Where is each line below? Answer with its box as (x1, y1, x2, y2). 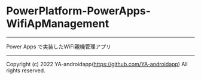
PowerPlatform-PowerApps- (6, 4, 151, 18)
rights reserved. (6, 67, 46, 74)
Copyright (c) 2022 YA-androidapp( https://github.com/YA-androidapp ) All (6, 60, 188, 67)
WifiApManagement (6, 17, 109, 30)
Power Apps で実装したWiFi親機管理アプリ (6, 43, 112, 50)
